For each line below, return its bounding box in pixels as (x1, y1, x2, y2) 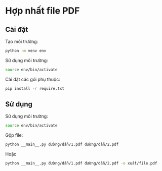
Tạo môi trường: (5, 38, 38, 44)
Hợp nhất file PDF (5, 5, 80, 17)
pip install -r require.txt (5, 86, 65, 91)
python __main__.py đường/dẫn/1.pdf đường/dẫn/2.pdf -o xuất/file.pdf (5, 161, 157, 166)
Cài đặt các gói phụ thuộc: (5, 76, 61, 82)
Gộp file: (5, 132, 23, 138)
